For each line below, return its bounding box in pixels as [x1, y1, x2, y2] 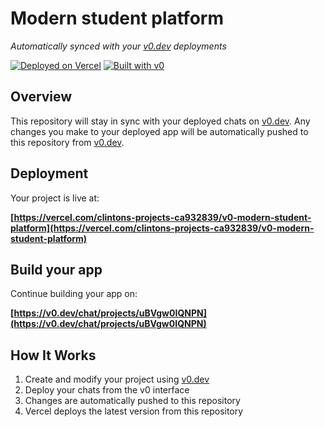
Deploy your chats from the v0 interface [24, 384, 190, 396]
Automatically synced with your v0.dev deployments [10, 40, 227, 52]
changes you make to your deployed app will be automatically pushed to [10, 125, 309, 137]
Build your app [10, 261, 103, 278]
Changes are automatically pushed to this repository [24, 395, 241, 407]
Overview [10, 88, 73, 106]
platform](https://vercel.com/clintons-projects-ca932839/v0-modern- [10, 222, 315, 234]
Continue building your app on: [10, 288, 138, 300]
